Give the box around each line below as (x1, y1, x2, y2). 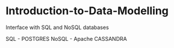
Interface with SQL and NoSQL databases (5, 24, 109, 31)
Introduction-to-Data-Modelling (5, 4, 169, 18)
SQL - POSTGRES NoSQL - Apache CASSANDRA (5, 35, 127, 42)
